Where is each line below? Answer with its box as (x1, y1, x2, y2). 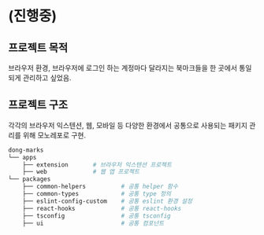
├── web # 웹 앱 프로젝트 (22, 168, 140, 176)
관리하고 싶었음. (22, 73, 72, 83)
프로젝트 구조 (8, 98, 69, 112)
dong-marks (8, 146, 44, 154)
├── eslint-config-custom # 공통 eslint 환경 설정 (22, 197, 193, 205)
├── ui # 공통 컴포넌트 (22, 219, 165, 227)
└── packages (8, 175, 51, 183)
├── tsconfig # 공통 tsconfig (22, 211, 171, 220)
